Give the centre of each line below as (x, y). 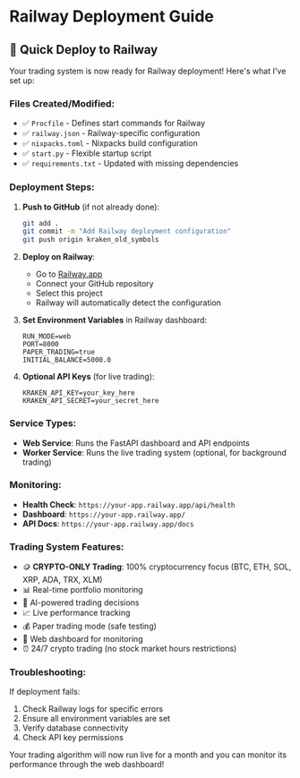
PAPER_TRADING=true (59, 352)
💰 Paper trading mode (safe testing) (89, 626)
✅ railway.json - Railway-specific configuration (111, 133)
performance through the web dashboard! (87, 765)
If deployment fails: (45, 692)
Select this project (69, 294)
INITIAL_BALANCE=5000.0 (67, 360)
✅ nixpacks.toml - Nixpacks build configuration (110, 143)
